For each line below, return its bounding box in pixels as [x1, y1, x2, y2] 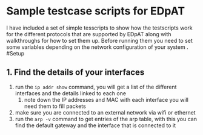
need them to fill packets [24, 102, 86, 110]
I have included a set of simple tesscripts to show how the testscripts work [6, 24, 193, 31]
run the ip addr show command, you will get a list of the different [15, 83, 177, 90]
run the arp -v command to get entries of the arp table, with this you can [15, 115, 197, 122]
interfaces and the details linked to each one [15, 89, 126, 97]
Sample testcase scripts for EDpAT [6, 4, 185, 18]
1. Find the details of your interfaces [6, 67, 145, 78]
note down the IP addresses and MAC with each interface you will [24, 96, 189, 103]
